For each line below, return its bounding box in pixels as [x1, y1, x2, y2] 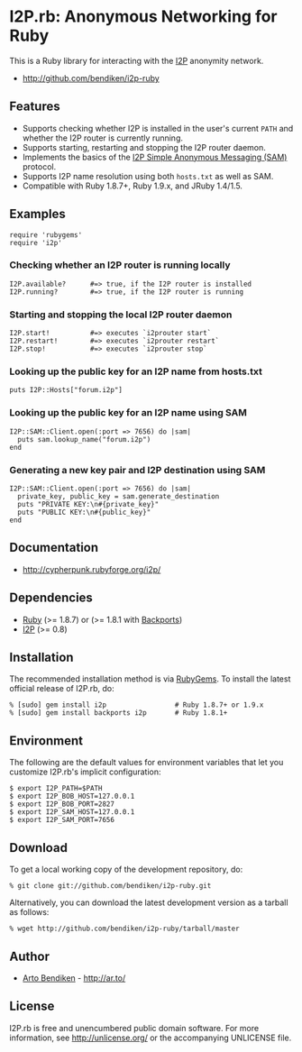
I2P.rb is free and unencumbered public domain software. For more [9, 1022, 260, 1033]
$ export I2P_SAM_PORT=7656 [9, 816, 115, 825]
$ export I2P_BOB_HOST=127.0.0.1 [9, 791, 135, 801]
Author [9, 948, 50, 964]
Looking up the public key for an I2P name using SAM [9, 407, 248, 419]
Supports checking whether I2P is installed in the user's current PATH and [22, 123, 294, 133]
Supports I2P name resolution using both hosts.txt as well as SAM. [22, 170, 274, 181]
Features [9, 99, 60, 114]
